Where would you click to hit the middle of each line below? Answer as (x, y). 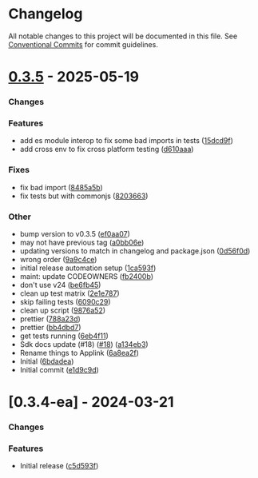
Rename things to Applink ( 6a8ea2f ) (79, 353)
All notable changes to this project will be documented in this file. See (123, 36)
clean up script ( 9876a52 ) (63, 310)
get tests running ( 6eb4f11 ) (64, 336)
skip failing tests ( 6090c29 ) (65, 301)
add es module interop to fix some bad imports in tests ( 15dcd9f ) (127, 141)
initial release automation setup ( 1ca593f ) (88, 268)
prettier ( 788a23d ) (50, 319)
